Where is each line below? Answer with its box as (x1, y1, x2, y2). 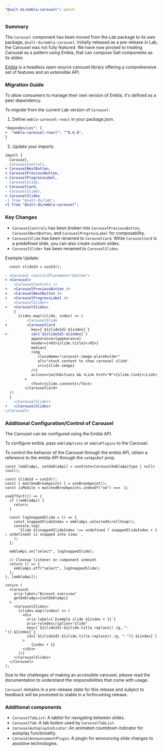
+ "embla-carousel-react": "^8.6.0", (5, 130, 83, 135)
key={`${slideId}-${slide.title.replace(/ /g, (26, 625, 123, 630)
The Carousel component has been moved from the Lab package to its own (5, 34, 156, 40)
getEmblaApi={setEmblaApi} (14, 595, 68, 600)
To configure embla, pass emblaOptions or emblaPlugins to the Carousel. (5, 440, 149, 446)
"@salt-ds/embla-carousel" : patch (5, 7, 75, 12)
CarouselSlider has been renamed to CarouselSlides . (12, 245, 119, 251)
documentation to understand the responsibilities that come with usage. (5, 677, 149, 683)
